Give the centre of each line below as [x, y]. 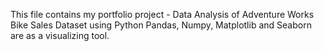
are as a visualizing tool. [60, 35]
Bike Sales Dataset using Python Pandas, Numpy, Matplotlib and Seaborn [161, 25]
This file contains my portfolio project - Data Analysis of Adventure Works [162, 14]
